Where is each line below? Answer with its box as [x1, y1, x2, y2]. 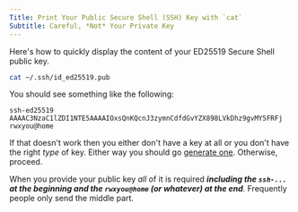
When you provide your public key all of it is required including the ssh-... [9, 174, 287, 184]
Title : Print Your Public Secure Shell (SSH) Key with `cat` [9, 13, 243, 22]
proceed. [9, 157, 43, 167]
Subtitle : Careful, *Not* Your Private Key [9, 21, 175, 30]
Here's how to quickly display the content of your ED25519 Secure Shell [9, 46, 276, 56]
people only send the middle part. [9, 193, 135, 204]
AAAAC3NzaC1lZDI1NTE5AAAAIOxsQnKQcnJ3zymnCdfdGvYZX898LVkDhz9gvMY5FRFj [9, 114, 283, 123]
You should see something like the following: [9, 89, 175, 99]
